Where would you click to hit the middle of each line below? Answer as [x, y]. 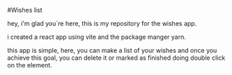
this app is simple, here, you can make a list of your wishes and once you [112, 50]
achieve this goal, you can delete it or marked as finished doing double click [116, 58]
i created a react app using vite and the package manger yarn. [96, 37]
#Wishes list [25, 10]
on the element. [30, 65]
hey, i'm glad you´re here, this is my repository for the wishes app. [102, 23]
